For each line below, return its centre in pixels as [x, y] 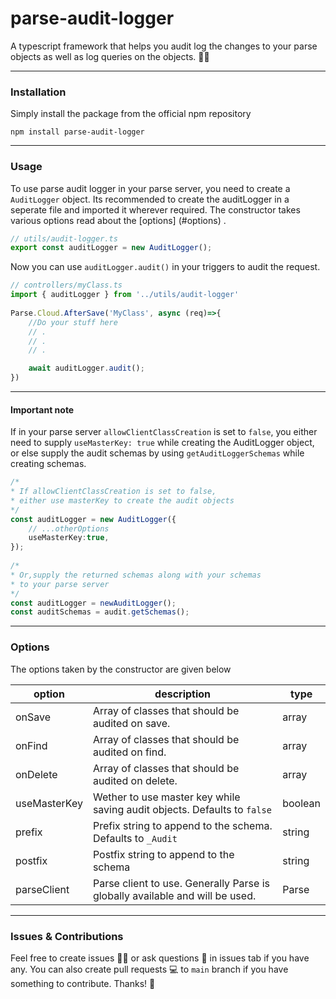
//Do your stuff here [73, 322]
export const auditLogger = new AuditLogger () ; [111, 248]
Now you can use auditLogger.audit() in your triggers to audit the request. [165, 267]
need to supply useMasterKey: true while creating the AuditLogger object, [162, 443]
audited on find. [129, 752]
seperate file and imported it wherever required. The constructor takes [155, 209]
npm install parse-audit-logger [77, 132]
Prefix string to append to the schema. [182, 825]
